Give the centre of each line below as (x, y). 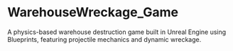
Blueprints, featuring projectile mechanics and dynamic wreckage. (104, 39)
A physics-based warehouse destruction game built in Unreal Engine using (117, 32)
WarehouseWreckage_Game (93, 12)
